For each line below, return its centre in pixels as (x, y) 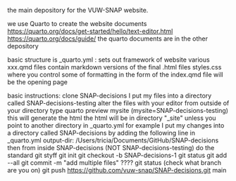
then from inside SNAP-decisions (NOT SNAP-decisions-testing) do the (111, 148)
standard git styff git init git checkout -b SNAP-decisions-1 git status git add (117, 155)
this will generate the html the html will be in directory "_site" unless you (112, 118)
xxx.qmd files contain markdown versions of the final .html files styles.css (114, 67)
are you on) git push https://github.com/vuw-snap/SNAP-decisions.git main (117, 170)
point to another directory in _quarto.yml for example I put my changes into (116, 125)
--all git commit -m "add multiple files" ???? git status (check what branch (114, 163)
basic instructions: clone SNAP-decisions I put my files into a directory (110, 95)
